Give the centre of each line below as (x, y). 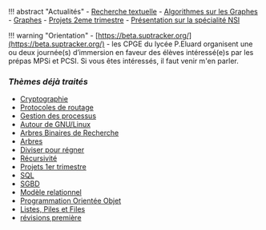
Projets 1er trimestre (53, 167)
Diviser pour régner (52, 150)
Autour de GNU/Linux (55, 125)
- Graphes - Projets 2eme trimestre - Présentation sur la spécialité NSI (124, 20)
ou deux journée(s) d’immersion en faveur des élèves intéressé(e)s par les (131, 52)
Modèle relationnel (50, 192)
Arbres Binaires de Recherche (69, 133)
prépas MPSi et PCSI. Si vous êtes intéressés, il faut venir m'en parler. (123, 61)
